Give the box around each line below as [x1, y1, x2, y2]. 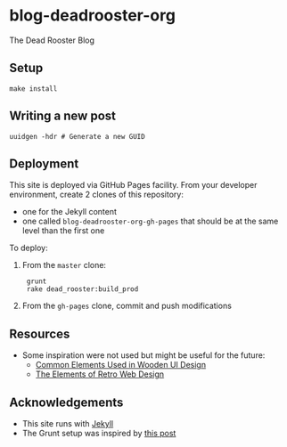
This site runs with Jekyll [21, 419, 114, 428]
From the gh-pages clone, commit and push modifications [21, 300, 232, 312]
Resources [9, 326, 70, 341]
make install [9, 84, 58, 93]
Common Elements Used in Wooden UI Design [35, 360, 207, 370]
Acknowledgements [9, 394, 124, 410]
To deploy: [9, 242, 48, 254]
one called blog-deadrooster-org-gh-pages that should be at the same [21, 215, 279, 227]
